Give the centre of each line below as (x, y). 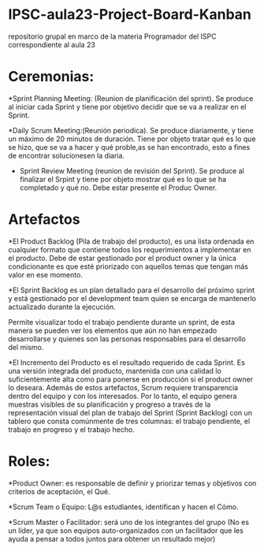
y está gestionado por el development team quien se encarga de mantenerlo (132, 298)
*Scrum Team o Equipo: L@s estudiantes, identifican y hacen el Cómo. (123, 507)
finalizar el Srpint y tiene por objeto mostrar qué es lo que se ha (123, 179)
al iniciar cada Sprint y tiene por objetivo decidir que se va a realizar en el (127, 106)
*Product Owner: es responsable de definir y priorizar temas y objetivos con (132, 483)
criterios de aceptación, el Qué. (59, 491)
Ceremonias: (51, 77)
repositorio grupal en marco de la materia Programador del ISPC (112, 36)
